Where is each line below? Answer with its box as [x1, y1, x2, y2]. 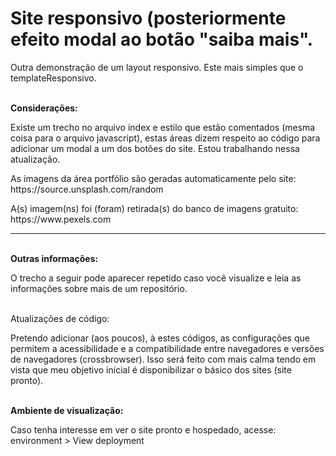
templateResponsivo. [10, 72, 97, 84]
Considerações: [10, 102, 78, 114]
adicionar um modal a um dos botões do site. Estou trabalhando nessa [10, 142, 300, 154]
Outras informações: [10, 252, 99, 264]
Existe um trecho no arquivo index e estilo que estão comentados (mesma [10, 121, 316, 133]
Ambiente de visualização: [10, 404, 124, 416]
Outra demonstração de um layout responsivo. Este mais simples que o [10, 61, 304, 73]
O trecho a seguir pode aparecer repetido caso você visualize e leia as [10, 272, 302, 284]
